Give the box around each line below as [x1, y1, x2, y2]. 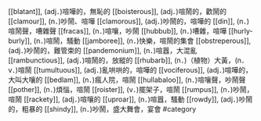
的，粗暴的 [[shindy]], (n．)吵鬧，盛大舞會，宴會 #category [8, 105, 197, 113]
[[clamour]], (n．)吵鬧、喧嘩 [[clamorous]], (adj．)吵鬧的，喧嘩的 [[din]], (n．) [8, 16, 249, 26]
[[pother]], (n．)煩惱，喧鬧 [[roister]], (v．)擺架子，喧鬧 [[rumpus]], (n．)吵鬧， [8, 85, 254, 94]
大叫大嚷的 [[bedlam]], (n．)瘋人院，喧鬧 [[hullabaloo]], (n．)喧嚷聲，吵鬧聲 [8, 75, 246, 84]
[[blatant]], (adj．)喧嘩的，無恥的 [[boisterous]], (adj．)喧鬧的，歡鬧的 [8, 7, 227, 16]
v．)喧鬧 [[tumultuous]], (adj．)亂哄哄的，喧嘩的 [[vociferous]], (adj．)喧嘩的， [8, 66, 253, 74]
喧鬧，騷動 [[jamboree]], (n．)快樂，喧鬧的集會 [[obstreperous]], [45, 36, 252, 45]
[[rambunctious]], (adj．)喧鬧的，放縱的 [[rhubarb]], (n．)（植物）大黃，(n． [8, 55, 248, 65]
